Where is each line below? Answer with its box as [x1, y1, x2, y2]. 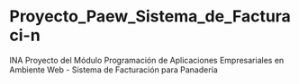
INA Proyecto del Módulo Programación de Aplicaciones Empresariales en [9, 55, 285, 65]
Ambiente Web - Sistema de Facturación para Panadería [9, 64, 218, 75]
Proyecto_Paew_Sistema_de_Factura [9, 6, 291, 27]
